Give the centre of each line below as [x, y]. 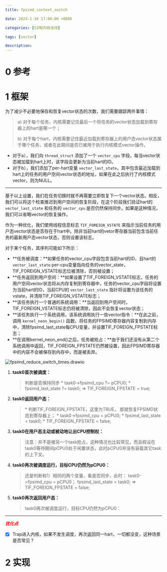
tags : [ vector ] [21, 37]
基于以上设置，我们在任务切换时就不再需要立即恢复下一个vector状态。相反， [83, 196]
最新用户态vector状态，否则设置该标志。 [55, 238]
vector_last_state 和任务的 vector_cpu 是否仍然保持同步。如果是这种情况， [83, 208]
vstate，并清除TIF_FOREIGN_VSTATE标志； [57, 296]
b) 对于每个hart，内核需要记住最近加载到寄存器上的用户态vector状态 [87, 139]
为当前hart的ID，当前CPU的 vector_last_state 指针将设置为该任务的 [83, 290]
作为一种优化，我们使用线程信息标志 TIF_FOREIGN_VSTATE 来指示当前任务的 [81, 225]
